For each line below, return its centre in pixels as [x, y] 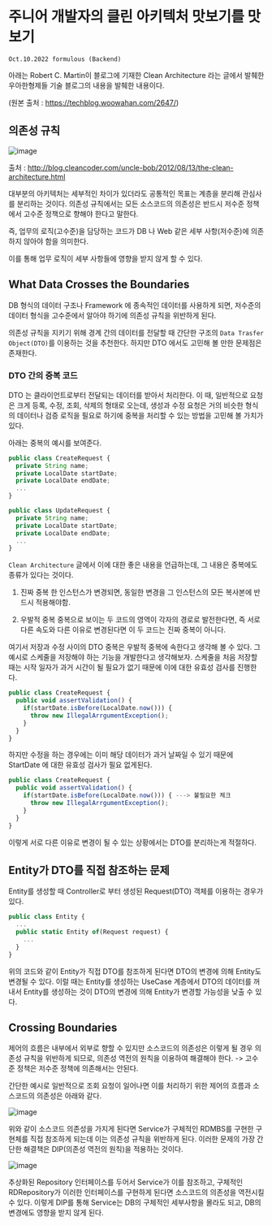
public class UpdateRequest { [60, 511]
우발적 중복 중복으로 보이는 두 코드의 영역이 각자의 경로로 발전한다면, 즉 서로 [140, 620]
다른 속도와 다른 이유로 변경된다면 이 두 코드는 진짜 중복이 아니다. [123, 630]
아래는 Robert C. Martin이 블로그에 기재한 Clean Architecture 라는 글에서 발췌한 [136, 75]
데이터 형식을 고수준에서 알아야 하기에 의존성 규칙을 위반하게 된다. [112, 315]
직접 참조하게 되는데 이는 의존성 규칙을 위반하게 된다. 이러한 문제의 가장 [142, 1139]
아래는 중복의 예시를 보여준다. [55, 443]
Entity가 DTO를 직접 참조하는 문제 [89, 870]
